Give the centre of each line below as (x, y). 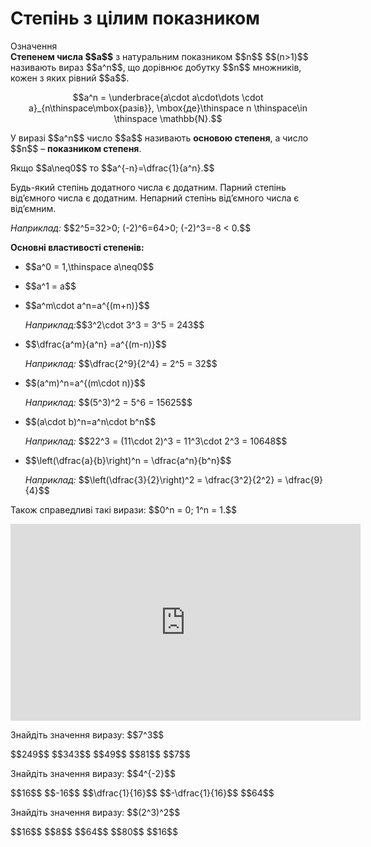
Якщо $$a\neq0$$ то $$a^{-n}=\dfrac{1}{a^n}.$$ (112, 168)
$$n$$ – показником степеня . (76, 148)
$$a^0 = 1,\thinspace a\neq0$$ (89, 266)
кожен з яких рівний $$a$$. (70, 78)
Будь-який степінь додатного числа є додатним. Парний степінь (148, 187)
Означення (34, 46)
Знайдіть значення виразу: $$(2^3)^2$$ (95, 812)
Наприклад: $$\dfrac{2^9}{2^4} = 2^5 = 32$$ (121, 363)
